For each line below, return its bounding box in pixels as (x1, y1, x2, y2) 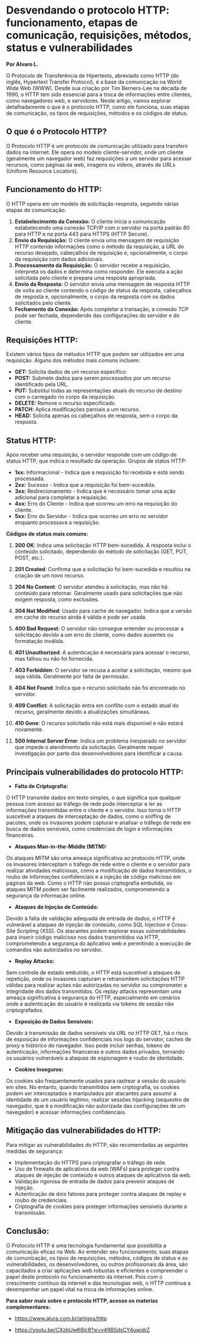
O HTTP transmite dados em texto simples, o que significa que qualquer (6, 794, 181, 801)
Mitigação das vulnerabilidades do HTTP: (6, 1126, 161, 1136)
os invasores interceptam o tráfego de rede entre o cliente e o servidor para (6, 861, 190, 868)
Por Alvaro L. (6, 60, 39, 68)
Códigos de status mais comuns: (6, 530, 88, 537)
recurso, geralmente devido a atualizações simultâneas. (14, 708, 151, 715)
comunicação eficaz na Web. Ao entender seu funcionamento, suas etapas (6, 1248, 189, 1255)
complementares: (6, 1303, 51, 1310)
